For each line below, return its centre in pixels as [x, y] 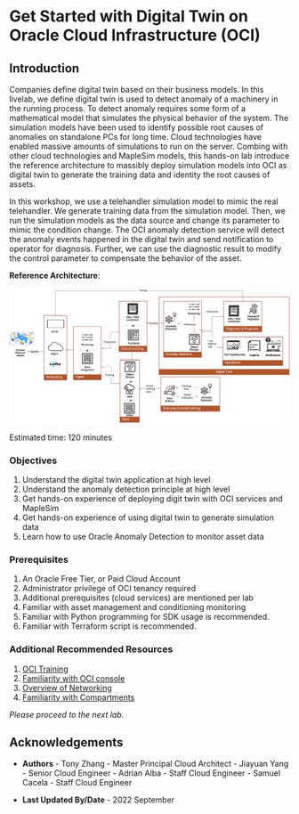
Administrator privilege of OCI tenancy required [109, 589]
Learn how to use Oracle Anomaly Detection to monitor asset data [143, 536]
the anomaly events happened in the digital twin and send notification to [141, 239]
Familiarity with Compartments [78, 697]
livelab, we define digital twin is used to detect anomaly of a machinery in [144, 99]
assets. [22, 184]
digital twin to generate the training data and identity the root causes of [140, 175]
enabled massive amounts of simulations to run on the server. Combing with [149, 146]
